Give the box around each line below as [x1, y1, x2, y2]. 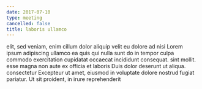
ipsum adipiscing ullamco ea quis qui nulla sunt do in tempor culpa [6, 50, 174, 57]
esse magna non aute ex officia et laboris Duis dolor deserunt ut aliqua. [6, 63, 186, 70]
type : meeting [6, 15, 43, 21]
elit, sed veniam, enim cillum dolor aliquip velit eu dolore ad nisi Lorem [6, 43, 183, 50]
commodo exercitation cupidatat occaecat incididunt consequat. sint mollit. [6, 56, 196, 63]
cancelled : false [6, 20, 51, 26]
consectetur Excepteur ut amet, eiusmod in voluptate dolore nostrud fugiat [6, 69, 195, 77]
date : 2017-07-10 [6, 9, 51, 15]
